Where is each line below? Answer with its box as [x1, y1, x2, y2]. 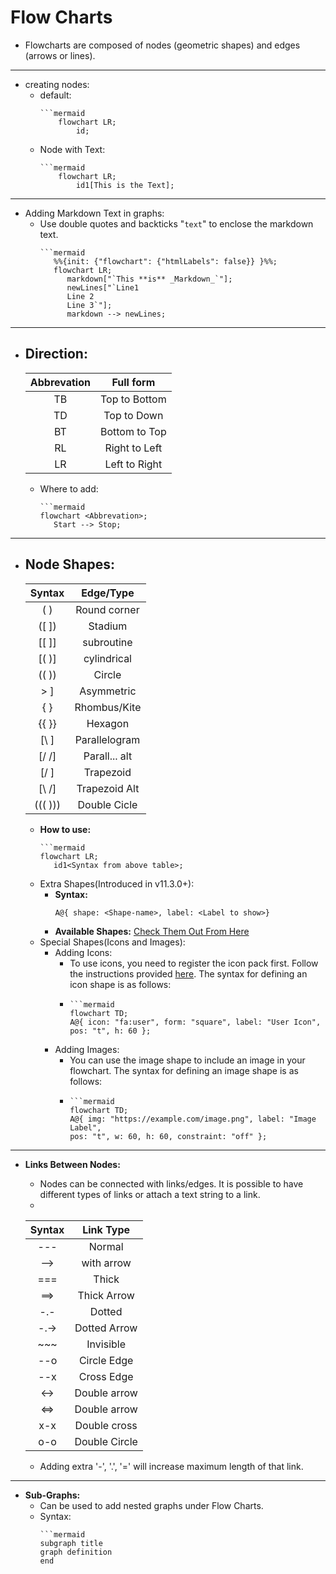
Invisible [86, 1337, 126, 1351]
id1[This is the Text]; [75, 180, 175, 190]
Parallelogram [74, 732, 141, 746]
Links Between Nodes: [24, 1158, 121, 1170]
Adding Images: [54, 1043, 120, 1055]
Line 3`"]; [66, 300, 113, 310]
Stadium [88, 619, 128, 633]
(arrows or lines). [24, 49, 96, 61]
